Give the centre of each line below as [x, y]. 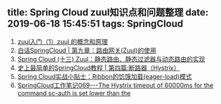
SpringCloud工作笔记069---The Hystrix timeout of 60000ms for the [115, 85]
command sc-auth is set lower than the [74, 93]
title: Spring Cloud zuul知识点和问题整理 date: [108, 13]
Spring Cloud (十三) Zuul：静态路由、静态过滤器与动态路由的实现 [111, 59]
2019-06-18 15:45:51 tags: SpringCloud [95, 24]
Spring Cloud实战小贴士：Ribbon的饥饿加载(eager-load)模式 [105, 76]
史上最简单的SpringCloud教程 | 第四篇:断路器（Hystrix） [99, 68]
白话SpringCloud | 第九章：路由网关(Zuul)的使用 [87, 50]
